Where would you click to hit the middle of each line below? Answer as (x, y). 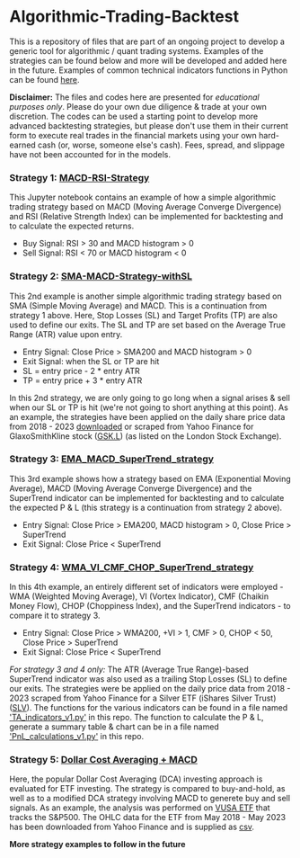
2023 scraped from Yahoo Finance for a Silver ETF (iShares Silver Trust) (143, 698)
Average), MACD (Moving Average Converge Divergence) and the (131, 488)
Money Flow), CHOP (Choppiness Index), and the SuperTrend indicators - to (150, 606)
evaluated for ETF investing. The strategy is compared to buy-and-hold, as (147, 789)
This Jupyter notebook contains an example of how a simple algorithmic (143, 197)
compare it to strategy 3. (55, 616)
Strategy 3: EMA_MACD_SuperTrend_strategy (111, 459)
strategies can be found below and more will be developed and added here (148, 60)
